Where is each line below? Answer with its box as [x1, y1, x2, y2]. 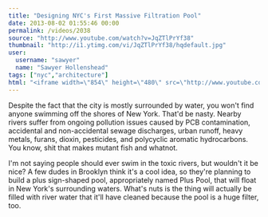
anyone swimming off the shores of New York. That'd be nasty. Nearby [8, 108, 242, 118]
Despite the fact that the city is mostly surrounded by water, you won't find [8, 101, 254, 110]
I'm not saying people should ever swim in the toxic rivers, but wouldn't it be [8, 158, 259, 168]
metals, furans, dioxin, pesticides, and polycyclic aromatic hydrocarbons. [8, 134, 249, 144]
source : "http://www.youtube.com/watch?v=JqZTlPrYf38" [8, 34, 195, 42]
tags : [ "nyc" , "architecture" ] [8, 71, 109, 79]
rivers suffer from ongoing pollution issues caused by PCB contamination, [8, 117, 251, 127]
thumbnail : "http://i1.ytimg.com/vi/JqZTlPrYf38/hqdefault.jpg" [8, 41, 227, 49]
